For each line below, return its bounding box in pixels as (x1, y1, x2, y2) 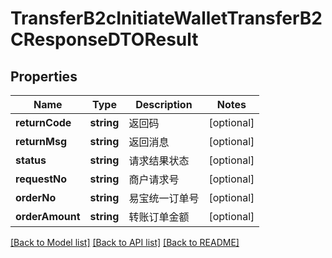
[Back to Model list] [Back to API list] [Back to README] (10, 237, 240, 248)
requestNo (15, 172, 68, 186)
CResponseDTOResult (10, 28, 199, 51)
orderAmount (15, 210, 81, 223)
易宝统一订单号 (128, 192, 200, 205)
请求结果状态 (128, 154, 190, 167)
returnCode (15, 116, 72, 129)
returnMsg (15, 135, 68, 148)
